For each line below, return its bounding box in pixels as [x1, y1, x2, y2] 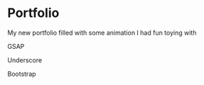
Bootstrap [7, 69, 37, 78]
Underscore [7, 55, 43, 64]
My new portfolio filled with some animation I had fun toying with [7, 28, 197, 37]
